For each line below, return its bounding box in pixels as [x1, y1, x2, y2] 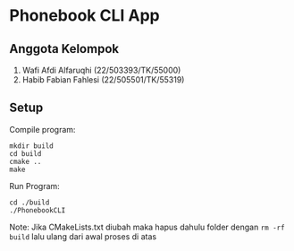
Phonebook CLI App [9, 5, 160, 26]
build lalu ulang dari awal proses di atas [9, 230, 157, 242]
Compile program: [9, 124, 76, 134]
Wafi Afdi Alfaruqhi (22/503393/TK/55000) [21, 65, 181, 75]
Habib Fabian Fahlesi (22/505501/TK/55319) [21, 74, 185, 85]
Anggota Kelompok [9, 41, 119, 56]
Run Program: [9, 180, 60, 191]
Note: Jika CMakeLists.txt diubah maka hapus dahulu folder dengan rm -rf [9, 221, 285, 232]
